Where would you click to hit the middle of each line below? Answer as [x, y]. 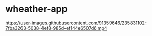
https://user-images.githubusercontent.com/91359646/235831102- [76, 23]
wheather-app [36, 9]
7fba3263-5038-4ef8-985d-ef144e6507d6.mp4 [56, 28]
